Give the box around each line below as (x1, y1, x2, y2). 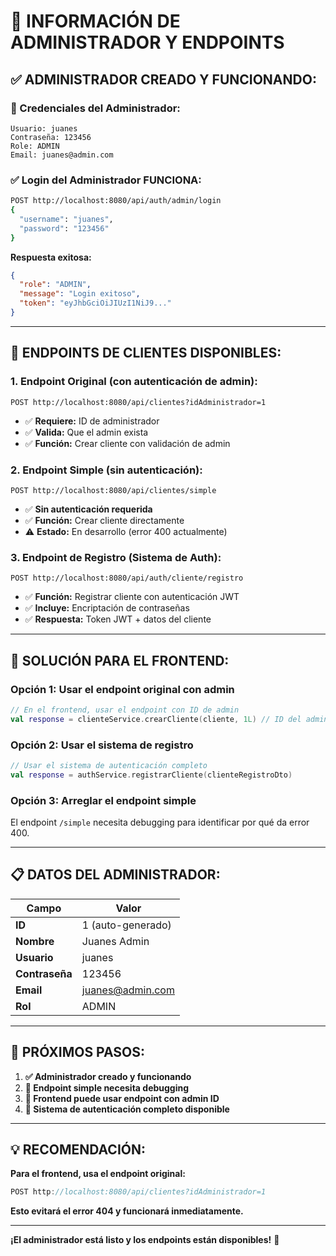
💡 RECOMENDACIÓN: (10, 1141, 146, 1158)
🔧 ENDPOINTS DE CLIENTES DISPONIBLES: (10, 345, 282, 362)
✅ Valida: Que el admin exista (24, 426, 149, 438)
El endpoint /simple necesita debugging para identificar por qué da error (10, 816, 310, 828)
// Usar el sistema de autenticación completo (10, 760, 208, 770)
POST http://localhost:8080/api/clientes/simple (10, 485, 217, 495)
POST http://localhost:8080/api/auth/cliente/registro (10, 573, 244, 584)
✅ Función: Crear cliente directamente (24, 514, 185, 526)
